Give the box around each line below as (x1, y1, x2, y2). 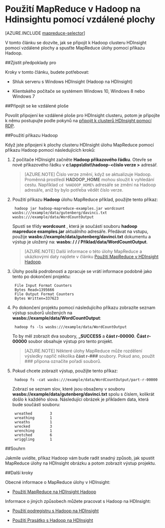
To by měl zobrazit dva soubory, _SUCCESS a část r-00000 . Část (12, 333, 146, 339)
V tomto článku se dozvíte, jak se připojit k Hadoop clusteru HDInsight (5, 39, 147, 45)
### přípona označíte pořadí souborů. (24, 358, 102, 364)
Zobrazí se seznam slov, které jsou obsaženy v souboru (12, 386, 125, 391)
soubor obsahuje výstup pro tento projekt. (27, 338, 113, 344)
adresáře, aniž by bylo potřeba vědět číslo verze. (24, 187, 124, 193)
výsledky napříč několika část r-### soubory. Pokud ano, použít (24, 353, 155, 359)
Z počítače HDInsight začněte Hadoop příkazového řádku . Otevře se (12, 156, 152, 163)
